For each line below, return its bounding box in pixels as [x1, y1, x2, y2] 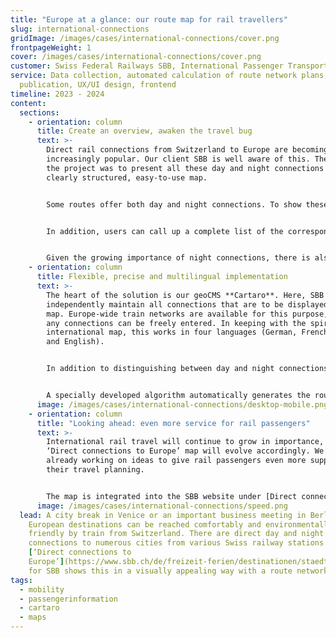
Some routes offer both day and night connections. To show [46, 199, 302, 210]
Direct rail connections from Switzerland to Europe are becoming [46, 145, 329, 155]
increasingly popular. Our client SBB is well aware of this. [46, 154, 311, 164]
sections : [19, 107, 60, 118]
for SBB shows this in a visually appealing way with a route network [28, 566, 329, 576]
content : [10, 98, 47, 108]
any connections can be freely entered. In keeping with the [46, 318, 307, 328]
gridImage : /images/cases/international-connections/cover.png [10, 33, 280, 43]
